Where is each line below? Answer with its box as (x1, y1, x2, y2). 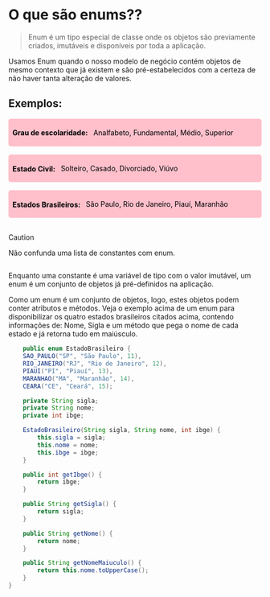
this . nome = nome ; (37, 441, 99, 449)
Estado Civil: (12, 163, 56, 174)
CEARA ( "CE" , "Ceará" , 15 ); (22, 382, 113, 390)
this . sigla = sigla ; (37, 434, 106, 442)
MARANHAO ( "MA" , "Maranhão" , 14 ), (22, 374, 135, 383)
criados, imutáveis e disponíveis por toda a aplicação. (27, 40, 207, 50)
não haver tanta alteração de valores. (8, 73, 132, 83)
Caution (8, 233, 35, 242)
